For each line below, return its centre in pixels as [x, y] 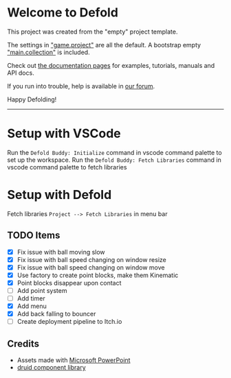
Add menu [32, 306]
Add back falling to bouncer [56, 314]
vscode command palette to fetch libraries [67, 167]
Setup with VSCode [64, 133]
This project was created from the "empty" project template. [92, 32]
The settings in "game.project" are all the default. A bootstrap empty [104, 45]
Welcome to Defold [63, 13]
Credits [23, 343]
